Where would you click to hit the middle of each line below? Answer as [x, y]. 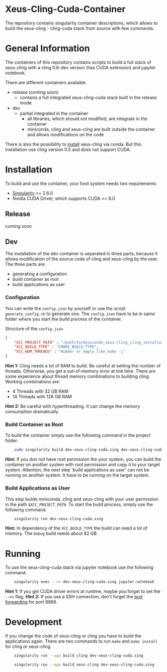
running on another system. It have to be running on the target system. [78, 475]
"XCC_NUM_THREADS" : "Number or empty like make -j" [70, 352]
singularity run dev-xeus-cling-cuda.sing [59, 519]
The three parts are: [26, 264]
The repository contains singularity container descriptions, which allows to [82, 23]
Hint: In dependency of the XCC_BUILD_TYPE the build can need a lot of [76, 528]
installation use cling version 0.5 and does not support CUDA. [68, 149]
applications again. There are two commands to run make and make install [82, 641]
